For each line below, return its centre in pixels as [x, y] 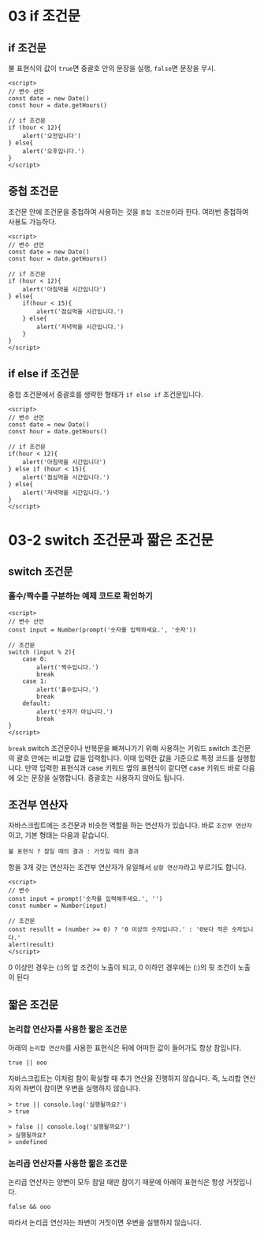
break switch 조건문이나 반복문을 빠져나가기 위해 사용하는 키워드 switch [119, 748]
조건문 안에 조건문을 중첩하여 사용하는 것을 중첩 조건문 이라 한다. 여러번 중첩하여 [128, 212]
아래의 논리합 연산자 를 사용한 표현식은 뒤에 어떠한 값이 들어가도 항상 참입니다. [125, 1048]
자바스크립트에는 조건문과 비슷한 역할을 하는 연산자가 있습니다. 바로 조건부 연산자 [130, 825]
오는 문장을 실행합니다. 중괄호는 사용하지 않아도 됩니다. [100, 778]
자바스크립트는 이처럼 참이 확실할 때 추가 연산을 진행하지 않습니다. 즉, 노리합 [125, 1078]
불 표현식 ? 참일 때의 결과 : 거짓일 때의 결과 [74, 852]
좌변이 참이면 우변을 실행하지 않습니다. [82, 1088]
